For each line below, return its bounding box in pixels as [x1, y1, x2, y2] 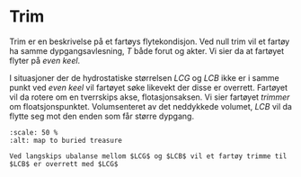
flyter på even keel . [9, 55, 81, 66]
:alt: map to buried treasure [9, 136, 123, 145]
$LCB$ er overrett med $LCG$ [9, 159, 119, 168]
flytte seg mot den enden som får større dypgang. [9, 111, 195, 121]
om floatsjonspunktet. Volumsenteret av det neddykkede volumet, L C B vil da [9, 101, 292, 111]
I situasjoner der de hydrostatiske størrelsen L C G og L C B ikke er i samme [9, 72, 280, 83]
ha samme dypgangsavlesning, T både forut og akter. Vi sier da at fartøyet [9, 45, 285, 56]
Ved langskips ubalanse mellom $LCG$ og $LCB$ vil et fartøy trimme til [9, 151, 288, 161]
